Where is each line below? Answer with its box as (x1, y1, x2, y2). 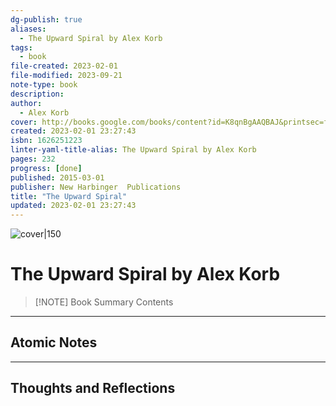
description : (10, 89, 65, 99)
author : (10, 98, 43, 108)
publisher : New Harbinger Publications (10, 182, 182, 192)
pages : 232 (10, 154, 56, 164)
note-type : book (10, 80, 78, 90)
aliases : (10, 24, 47, 34)
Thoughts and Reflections (10, 380, 176, 397)
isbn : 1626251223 (10, 136, 83, 146)
